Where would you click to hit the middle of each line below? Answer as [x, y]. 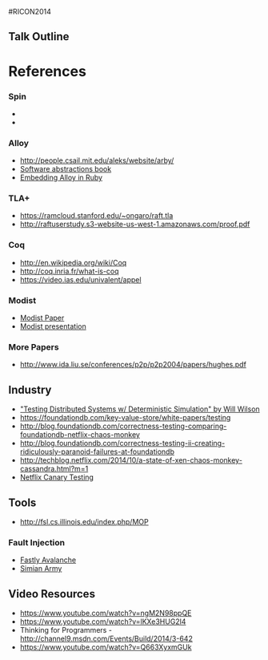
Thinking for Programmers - [66, 630]
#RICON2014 [30, 12]
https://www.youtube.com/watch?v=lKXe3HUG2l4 [103, 622]
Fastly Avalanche [48, 560]
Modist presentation [53, 326]
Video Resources [52, 594]
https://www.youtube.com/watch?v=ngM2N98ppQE [106, 613]
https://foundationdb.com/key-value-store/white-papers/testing [125, 418]
